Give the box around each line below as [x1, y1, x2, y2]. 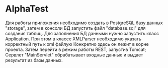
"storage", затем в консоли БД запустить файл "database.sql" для [5, 25, 146, 31]
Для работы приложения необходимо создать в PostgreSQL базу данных [5, 20, 163, 26]
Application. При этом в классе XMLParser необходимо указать [5, 36, 142, 42]
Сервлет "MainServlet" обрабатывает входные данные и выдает [5, 51, 143, 58]
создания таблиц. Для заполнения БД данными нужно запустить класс [5, 30, 159, 36]
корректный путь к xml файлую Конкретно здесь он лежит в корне [5, 41, 149, 47]
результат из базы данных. [5, 57, 63, 63]
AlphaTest [5, 3, 49, 15]
